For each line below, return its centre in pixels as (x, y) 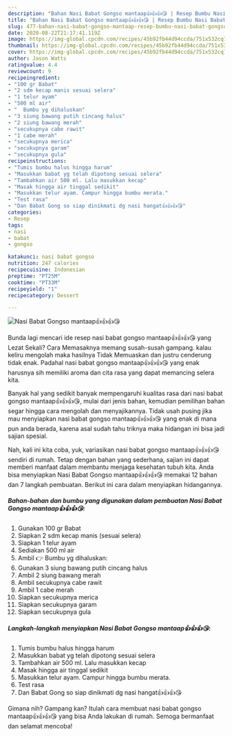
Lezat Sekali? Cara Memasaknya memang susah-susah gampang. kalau (110, 348)
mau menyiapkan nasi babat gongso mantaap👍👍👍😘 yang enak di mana (112, 419)
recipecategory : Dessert (43, 295)
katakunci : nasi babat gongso (51, 257)
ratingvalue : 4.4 (33, 65)
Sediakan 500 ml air (46, 550)
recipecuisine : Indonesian (46, 270)
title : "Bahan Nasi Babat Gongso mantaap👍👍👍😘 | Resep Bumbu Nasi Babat (117, 20)
